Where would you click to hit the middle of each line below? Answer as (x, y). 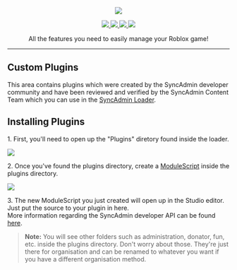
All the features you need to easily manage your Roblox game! (119, 39)
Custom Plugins (43, 67)
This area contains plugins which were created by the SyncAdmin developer (118, 84)
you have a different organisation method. (85, 259)
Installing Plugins (46, 122)
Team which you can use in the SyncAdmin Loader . (82, 100)
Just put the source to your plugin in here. (68, 208)
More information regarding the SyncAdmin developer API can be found (111, 215)
